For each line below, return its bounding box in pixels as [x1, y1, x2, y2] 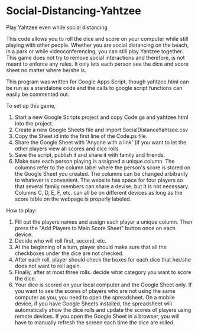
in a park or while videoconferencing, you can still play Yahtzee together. [6, 47, 183, 54]
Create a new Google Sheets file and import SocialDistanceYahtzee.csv [14, 126, 189, 133]
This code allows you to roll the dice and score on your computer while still [6, 35, 189, 42]
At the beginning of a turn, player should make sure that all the [14, 243, 167, 250]
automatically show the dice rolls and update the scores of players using [14, 306, 191, 313]
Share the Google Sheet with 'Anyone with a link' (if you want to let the [14, 138, 187, 146]
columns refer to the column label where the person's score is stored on [14, 164, 191, 171]
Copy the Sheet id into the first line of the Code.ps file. [14, 132, 148, 140]
